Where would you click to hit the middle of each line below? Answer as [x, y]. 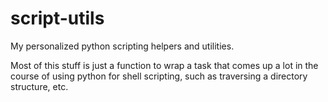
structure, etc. [39, 86]
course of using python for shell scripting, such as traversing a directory [159, 76]
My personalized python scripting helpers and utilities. [122, 46]
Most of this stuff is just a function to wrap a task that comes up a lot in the [164, 65]
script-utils [57, 18]
